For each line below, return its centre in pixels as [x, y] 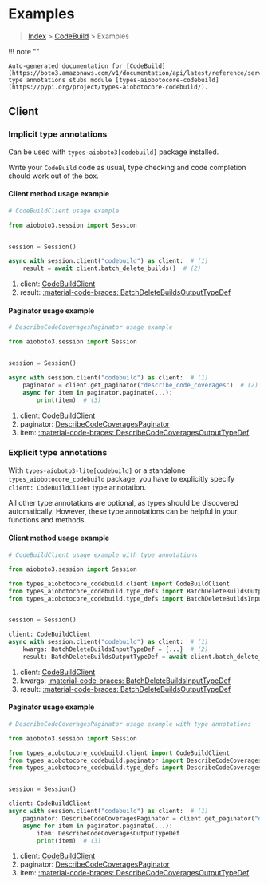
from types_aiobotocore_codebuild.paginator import [96, 760]
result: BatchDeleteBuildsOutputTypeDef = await [105, 657]
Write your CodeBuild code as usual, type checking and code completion [127, 167]
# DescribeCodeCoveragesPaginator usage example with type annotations [130, 724]
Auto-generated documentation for [66, 66]
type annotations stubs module [60, 80]
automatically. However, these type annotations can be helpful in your [123, 511]
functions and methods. [47, 519]
